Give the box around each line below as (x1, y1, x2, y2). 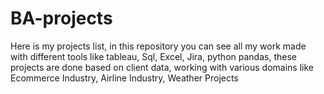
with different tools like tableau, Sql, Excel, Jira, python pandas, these (10, 50, 297, 62)
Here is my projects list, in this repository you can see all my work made (10, 40, 307, 52)
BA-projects (10, 7, 113, 30)
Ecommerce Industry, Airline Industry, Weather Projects (10, 72, 239, 84)
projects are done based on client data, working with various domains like (10, 61, 314, 73)
